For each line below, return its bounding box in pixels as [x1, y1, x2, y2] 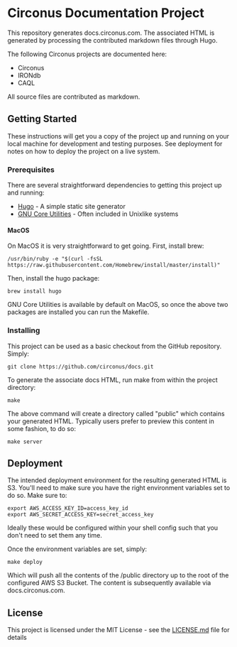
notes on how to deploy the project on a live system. [7, 147, 160, 156]
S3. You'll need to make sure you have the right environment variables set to [7, 484, 231, 492]
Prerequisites [7, 165, 55, 175]
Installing [7, 325, 40, 335]
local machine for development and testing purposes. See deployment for [7, 139, 223, 148]
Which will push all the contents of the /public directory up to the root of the [7, 571, 229, 580]
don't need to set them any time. [7, 531, 103, 540]
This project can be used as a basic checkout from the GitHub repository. [7, 342, 222, 350]
